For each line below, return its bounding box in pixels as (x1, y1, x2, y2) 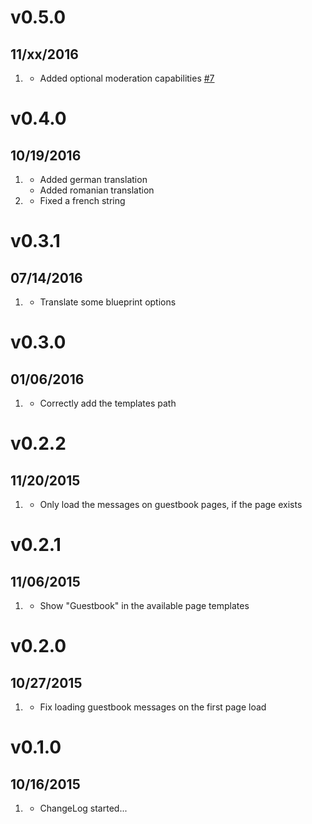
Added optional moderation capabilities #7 (39, 72, 215, 84)
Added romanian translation (39, 184, 155, 196)
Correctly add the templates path (39, 397, 177, 409)
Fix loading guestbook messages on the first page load (39, 701, 267, 713)
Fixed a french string (39, 195, 126, 206)
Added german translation (39, 174, 148, 185)
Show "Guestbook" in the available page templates (39, 600, 250, 611)
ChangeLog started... (39, 802, 128, 814)
